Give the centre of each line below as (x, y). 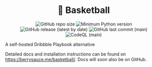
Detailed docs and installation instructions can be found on (66, 54)
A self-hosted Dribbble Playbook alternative (50, 44)
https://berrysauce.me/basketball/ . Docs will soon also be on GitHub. (76, 59)
